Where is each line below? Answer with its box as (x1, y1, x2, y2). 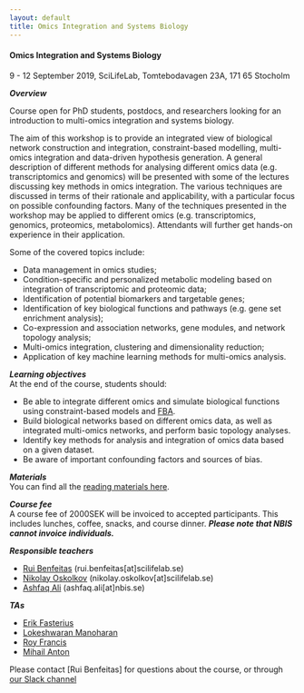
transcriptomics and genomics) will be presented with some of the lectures (9, 171, 289, 182)
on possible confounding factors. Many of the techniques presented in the (9, 200, 288, 211)
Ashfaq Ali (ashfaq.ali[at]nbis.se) (22, 582, 145, 593)
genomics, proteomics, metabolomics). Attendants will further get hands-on (9, 219, 293, 230)
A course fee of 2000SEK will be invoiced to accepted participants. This (9, 508, 279, 519)
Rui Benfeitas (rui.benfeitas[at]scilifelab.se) (22, 562, 184, 573)
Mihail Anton (22, 646, 70, 657)
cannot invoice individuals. (9, 528, 115, 539)
